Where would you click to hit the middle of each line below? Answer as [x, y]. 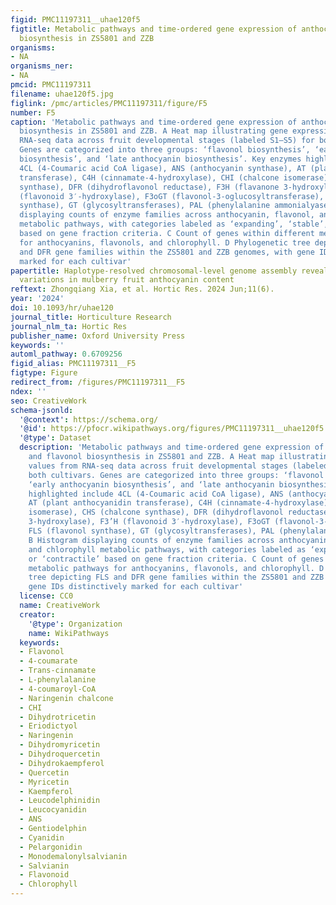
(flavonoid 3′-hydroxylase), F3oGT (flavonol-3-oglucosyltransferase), [172, 196]
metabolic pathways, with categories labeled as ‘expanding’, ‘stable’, [174, 224]
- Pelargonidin [51, 847]
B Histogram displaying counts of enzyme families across [151, 540]
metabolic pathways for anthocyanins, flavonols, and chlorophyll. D [176, 568]
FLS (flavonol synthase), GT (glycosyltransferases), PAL [151, 531]
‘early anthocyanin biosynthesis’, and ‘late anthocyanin [151, 484]
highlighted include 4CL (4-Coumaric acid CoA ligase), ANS [156, 494]
